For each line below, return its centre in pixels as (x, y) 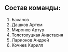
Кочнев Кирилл (27, 45)
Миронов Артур (28, 30)
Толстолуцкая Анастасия (37, 35)
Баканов (20, 19)
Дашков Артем (27, 25)
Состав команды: (33, 8)
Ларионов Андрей (30, 40)
